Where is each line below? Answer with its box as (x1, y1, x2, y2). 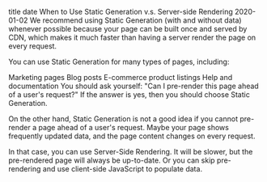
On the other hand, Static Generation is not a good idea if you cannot (8, 114, 239, 124)
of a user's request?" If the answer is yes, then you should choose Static (8, 90, 251, 99)
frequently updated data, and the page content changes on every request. (8, 131, 256, 141)
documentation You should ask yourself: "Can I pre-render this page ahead (8, 81, 259, 91)
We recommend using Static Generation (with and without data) (29, 15, 242, 25)
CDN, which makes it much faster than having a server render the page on (8, 32, 256, 42)
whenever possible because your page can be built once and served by (8, 24, 248, 33)
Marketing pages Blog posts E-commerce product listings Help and (8, 73, 233, 82)
